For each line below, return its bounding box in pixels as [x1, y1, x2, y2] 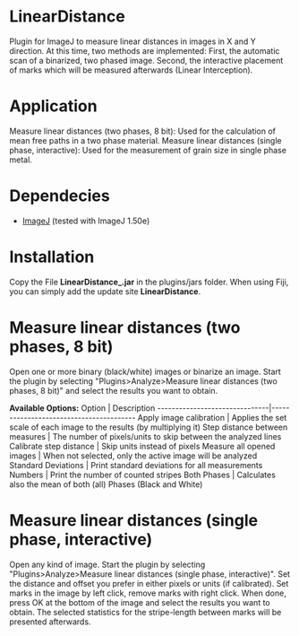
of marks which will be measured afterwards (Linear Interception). [9, 65, 253, 75]
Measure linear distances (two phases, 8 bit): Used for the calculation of [9, 126, 276, 136]
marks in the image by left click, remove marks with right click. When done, [9, 588, 286, 598]
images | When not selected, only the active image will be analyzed [9, 450, 258, 461]
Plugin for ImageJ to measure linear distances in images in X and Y [9, 36, 257, 47]
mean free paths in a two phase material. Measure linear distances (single [9, 135, 282, 145]
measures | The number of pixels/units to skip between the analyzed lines [9, 431, 282, 441]
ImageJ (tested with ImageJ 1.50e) [21, 215, 150, 226]
